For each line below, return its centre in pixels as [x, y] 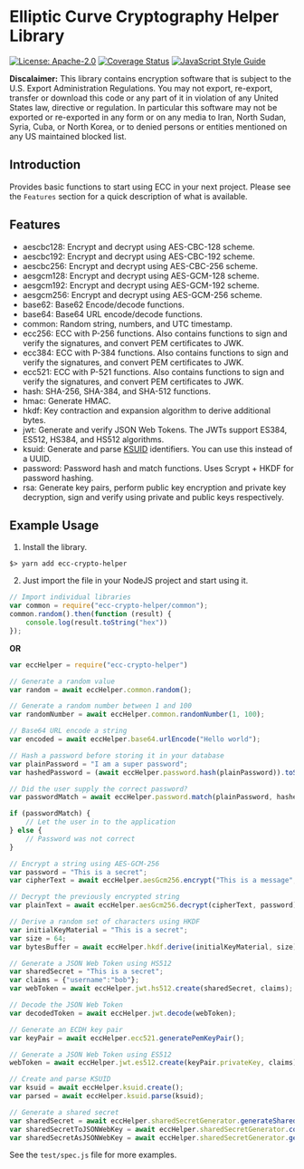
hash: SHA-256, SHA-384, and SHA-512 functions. [116, 391]
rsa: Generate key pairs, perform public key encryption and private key [154, 488]
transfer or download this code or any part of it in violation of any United [144, 98]
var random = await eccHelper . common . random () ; [101, 690]
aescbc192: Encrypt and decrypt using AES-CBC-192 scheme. [138, 256]
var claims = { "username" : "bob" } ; [75, 981]
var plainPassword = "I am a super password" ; [99, 764]
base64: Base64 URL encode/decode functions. [113, 314]
